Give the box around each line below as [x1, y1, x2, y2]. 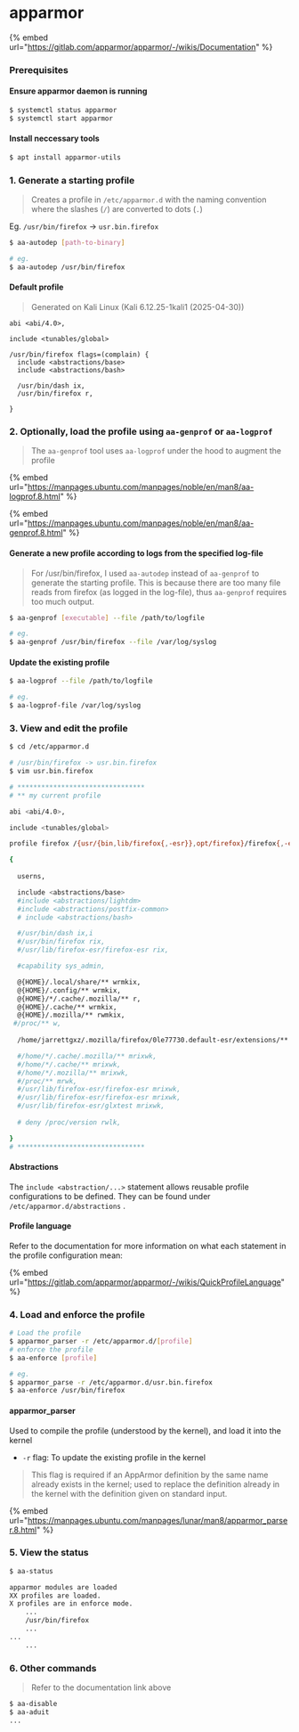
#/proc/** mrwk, [17, 1076, 77, 1085]
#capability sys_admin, [17, 961, 105, 971]
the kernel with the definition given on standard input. [30, 1488, 228, 1499]
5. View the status [9, 1547, 89, 1559]
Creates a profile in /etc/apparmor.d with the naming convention [30, 194, 267, 205]
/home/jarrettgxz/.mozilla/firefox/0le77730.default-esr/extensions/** [17, 1036, 289, 1045]
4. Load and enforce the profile [9, 1308, 145, 1320]
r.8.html [9, 1524, 37, 1535]
